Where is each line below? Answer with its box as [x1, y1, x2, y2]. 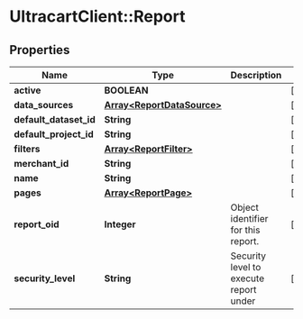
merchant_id [14, 158, 69, 169]
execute [230, 272, 264, 285]
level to [230, 261, 262, 273]
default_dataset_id [14, 114, 96, 125]
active [14, 84, 41, 96]
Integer [104, 218, 137, 231]
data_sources [14, 99, 74, 111]
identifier [230, 213, 269, 224]
